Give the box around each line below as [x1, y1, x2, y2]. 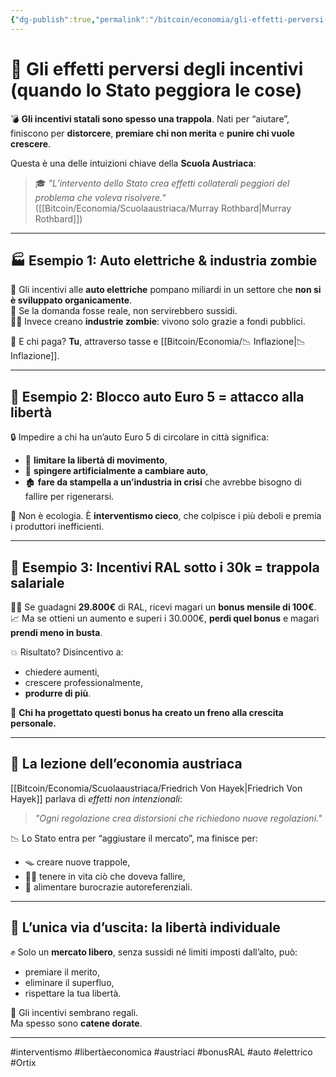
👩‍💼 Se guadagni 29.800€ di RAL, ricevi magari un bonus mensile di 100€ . [10, 601, 317, 613]
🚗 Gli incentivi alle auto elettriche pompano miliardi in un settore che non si [10, 284, 322, 296]
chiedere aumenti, [24, 666, 100, 678]
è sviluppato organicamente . [10, 294, 133, 306]
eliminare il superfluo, [24, 976, 115, 988]
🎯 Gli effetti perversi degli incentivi [10, 57, 304, 80]
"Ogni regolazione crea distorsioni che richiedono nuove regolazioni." [34, 812, 323, 824]
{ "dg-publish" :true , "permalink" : [10, 14, 150, 25]
